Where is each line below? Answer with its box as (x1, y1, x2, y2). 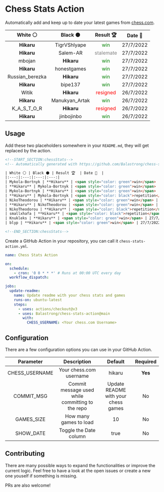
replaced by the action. (5, 147, 52, 153)
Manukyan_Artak (51, 97, 90, 103)
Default (107, 358, 125, 365)
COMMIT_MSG (13, 392, 48, 399)
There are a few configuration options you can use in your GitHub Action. (5, 347, 152, 352)
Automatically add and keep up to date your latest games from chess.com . (5, 20, 155, 25)
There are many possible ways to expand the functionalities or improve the (5, 462, 155, 468)
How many (65, 412, 90, 419)
